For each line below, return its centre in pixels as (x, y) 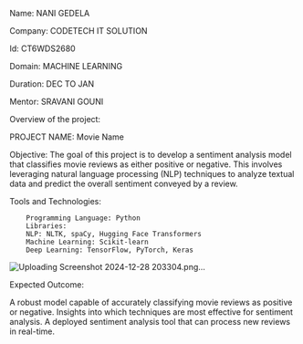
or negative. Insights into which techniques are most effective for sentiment (151, 312)
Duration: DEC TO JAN (52, 84)
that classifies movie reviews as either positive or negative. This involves (146, 164)
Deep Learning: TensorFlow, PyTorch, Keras (110, 250)
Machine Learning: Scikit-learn (87, 242)
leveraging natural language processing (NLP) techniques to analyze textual (152, 174)
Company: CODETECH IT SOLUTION (78, 31)
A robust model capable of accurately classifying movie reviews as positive (151, 302)
